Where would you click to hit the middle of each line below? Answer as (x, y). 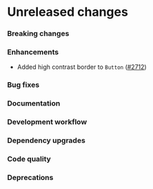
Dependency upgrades (47, 141)
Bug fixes (23, 85)
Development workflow (47, 122)
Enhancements (33, 52)
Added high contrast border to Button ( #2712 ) (82, 67)
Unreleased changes (68, 12)
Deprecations (30, 177)
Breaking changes (38, 34)
